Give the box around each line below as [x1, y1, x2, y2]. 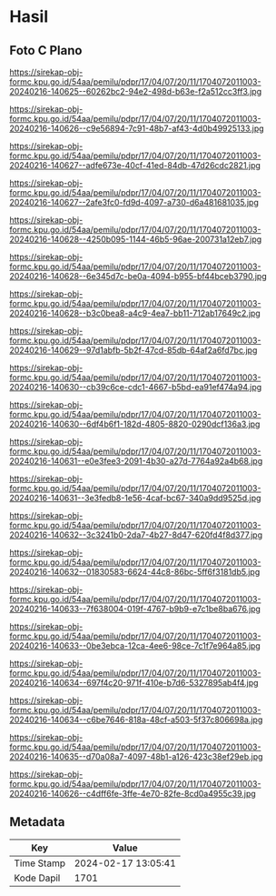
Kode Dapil [14, 871, 61, 884]
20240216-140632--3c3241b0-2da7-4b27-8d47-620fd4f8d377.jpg [9, 529, 263, 540]
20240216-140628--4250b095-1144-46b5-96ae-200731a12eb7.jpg [9, 234, 262, 245]
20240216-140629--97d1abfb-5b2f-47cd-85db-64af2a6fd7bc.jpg [9, 345, 258, 356]
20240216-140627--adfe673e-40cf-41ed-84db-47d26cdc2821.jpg [9, 160, 261, 170]
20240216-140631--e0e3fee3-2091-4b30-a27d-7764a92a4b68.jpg [9, 456, 263, 466]
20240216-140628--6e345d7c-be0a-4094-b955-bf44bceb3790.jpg [9, 271, 267, 281]
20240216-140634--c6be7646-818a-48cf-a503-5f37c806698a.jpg [9, 714, 263, 725]
